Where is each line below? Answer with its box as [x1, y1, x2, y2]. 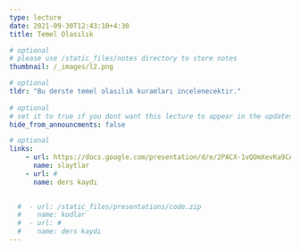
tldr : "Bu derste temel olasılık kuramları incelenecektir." [9, 87, 242, 96]
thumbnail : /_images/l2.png [9, 62, 114, 71]
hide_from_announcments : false [9, 120, 126, 129]
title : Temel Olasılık [9, 29, 94, 38]
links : [9, 145, 34, 154]
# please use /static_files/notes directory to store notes [9, 54, 238, 63]
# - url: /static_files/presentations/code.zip [17, 202, 202, 211]
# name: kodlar [17, 211, 87, 220]
